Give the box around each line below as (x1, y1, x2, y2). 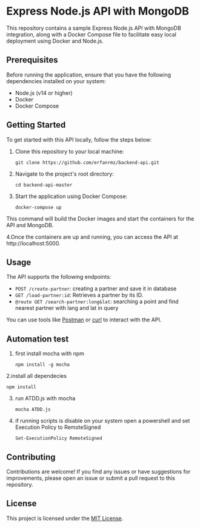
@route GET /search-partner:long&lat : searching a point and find (15, 298, 179, 305)
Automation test (6, 334, 69, 344)
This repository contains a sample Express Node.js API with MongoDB (6, 24, 182, 32)
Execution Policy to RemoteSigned (15, 423, 101, 431)
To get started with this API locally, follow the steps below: (6, 135, 152, 143)
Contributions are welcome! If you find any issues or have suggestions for (6, 468, 191, 475)
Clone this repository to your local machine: (15, 148, 124, 155)
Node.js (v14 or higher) (15, 89, 73, 97)
